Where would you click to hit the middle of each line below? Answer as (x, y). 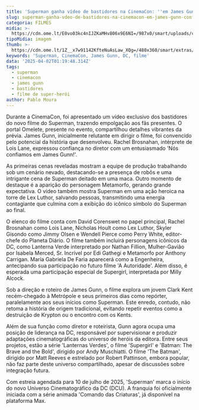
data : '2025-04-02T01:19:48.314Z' (49, 61)
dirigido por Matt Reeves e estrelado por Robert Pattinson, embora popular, (98, 358)
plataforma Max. (26, 401)
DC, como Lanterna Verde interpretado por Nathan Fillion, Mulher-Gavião (95, 246)
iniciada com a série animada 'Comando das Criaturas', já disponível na (93, 394)
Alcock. (15, 278)
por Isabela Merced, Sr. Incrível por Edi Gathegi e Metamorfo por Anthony (96, 253)
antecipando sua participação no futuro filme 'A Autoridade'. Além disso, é (97, 265)
